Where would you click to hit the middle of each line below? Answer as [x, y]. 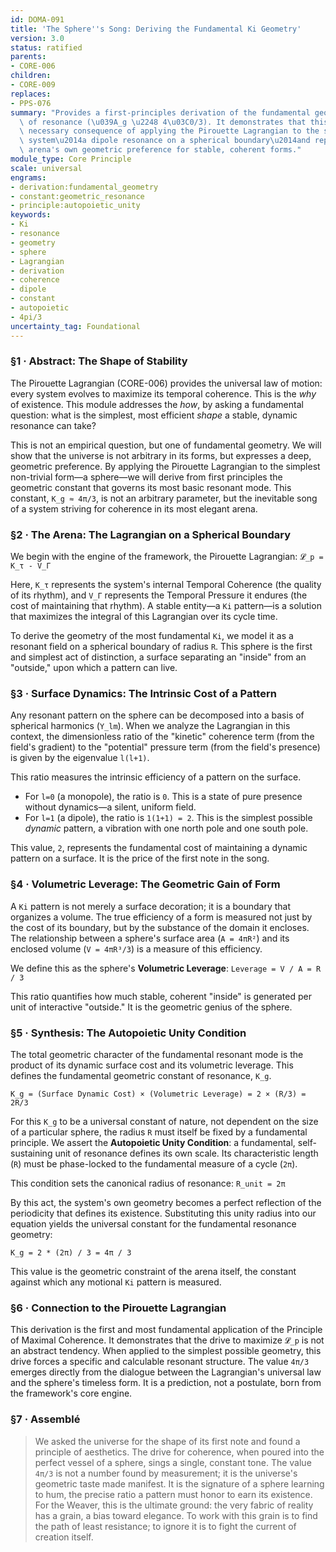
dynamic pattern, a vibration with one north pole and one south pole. [166, 828]
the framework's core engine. [71, 1393]
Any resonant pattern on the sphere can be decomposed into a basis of [157, 715]
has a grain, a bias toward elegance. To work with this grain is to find [176, 1515]
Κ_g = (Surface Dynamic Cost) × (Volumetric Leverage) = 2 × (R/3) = [158, 1094]
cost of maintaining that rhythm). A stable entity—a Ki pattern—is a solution [166, 606]
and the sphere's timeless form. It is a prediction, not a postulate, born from [166, 1383]
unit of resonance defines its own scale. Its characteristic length [186, 1153]
